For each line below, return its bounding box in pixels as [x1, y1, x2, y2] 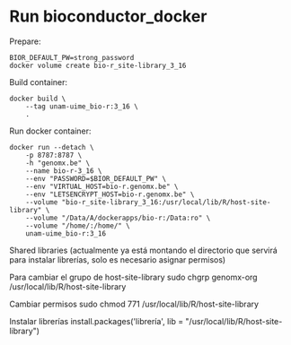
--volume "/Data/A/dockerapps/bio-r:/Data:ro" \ [25, 213, 211, 222]
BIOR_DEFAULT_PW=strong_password [9, 53, 135, 62]
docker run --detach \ [9, 142, 94, 151]
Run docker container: [9, 125, 92, 136]
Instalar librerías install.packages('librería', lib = [9, 315, 184, 326]
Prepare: [9, 36, 41, 47]
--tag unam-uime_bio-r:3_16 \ [25, 101, 139, 111]
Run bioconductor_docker [9, 6, 207, 27]
